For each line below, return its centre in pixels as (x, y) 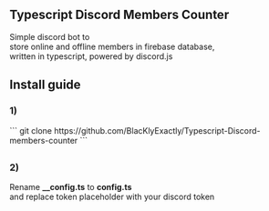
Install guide (45, 85)
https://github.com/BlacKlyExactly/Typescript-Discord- (157, 130)
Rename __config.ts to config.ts (71, 187)
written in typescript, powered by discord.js (91, 56)
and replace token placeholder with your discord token (112, 197)
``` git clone (31, 130)
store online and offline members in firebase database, (112, 46)
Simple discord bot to (50, 36)
